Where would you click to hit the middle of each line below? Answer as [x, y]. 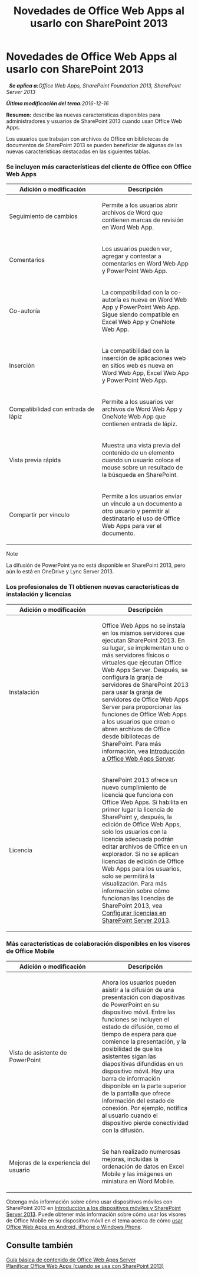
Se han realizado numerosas [141, 1151]
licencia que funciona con [138, 794]
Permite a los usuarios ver [138, 402]
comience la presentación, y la [144, 1042]
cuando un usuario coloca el [141, 460]
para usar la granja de [132, 692]
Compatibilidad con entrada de [52, 409]
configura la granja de [133, 677]
